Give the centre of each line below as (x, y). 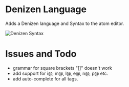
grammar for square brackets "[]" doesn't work (62, 68)
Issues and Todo (41, 54)
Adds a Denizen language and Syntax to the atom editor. (65, 23)
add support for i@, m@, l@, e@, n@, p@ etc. (60, 73)
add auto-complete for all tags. (45, 79)
